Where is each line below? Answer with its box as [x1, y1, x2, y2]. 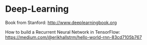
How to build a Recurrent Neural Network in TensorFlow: [5, 29, 120, 35]
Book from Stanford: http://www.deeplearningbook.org [5, 20, 117, 25]
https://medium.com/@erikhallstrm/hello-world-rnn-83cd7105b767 [5, 34, 142, 40]
